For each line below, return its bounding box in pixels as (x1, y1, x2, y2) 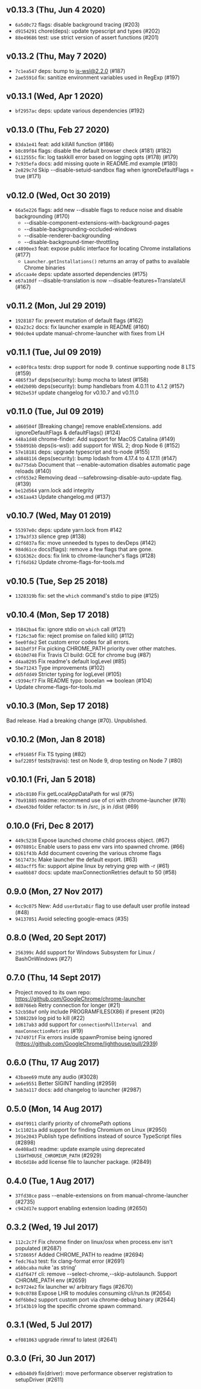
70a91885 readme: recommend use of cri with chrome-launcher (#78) (14, 797, 187, 804)
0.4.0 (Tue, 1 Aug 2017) (6, 1176, 95, 1186)
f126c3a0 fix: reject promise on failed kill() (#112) (14, 632, 134, 639)
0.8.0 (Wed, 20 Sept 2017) (6, 932, 107, 943)
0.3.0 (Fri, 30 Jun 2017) (6, 1353, 96, 1364)
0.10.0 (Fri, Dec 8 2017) (6, 821, 94, 831)
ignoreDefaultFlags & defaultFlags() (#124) (14, 429, 121, 436)
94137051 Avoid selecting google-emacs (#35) (14, 915, 129, 922)
